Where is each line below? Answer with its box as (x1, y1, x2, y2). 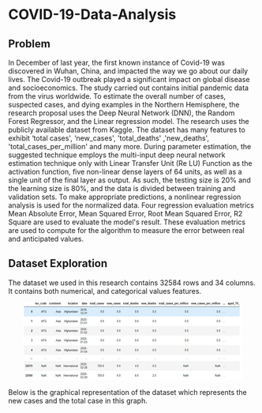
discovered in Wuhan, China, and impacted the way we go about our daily (8, 66, 249, 76)
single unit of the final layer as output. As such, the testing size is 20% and (8, 175, 251, 185)
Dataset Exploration (8, 257, 108, 270)
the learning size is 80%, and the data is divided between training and (8, 184, 235, 193)
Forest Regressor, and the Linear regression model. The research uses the (8, 117, 250, 126)
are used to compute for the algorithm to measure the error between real (8, 226, 245, 235)
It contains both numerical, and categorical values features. (8, 286, 202, 295)
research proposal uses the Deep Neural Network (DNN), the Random (8, 108, 235, 118)
